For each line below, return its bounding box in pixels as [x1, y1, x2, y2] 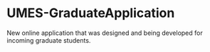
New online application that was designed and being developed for [6, 28, 204, 37]
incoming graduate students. [6, 36, 91, 44]
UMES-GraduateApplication [6, 5, 175, 21]
